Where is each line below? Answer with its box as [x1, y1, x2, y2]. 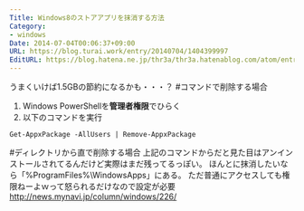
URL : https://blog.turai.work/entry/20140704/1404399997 [9, 47, 229, 56]
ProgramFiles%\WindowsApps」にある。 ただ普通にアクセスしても [33, 169, 283, 180]
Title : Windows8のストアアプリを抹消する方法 [9, 13, 165, 23]
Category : [9, 22, 47, 31]
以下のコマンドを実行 [22, 112, 102, 122]
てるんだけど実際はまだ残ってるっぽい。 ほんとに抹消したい [56, 158, 280, 168]
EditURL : [9, 55, 43, 64]
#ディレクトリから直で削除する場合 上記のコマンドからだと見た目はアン [9, 147, 278, 158]
